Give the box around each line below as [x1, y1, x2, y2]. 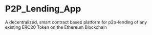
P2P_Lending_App [5, 3, 82, 14]
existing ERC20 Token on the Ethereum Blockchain [5, 24, 107, 30]
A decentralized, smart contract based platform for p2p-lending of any [5, 19, 147, 25]
